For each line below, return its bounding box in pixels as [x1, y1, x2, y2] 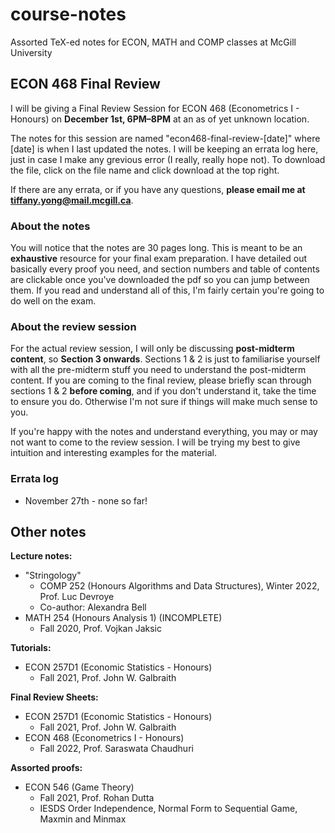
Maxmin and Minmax [39, 813, 127, 825]
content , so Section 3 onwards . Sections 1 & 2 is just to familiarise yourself [10, 353, 321, 365]
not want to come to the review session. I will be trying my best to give [10, 436, 301, 448]
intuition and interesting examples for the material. [10, 447, 217, 459]
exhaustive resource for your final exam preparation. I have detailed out [10, 253, 308, 265]
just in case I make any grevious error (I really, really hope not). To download [10, 153, 326, 165]
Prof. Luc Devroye [39, 591, 115, 603]
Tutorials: [10, 642, 52, 654]
